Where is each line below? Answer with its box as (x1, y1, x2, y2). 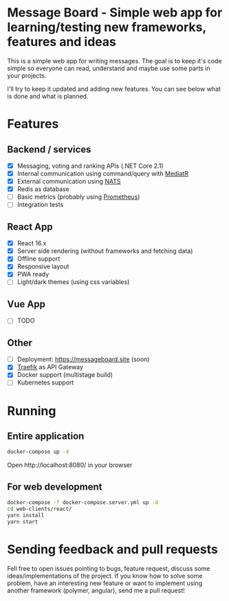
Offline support (17, 254, 61, 263)
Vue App (7, 298, 46, 310)
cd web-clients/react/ (7, 505, 72, 512)
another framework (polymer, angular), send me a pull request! (7, 586, 186, 594)
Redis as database (17, 185, 70, 193)
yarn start (7, 518, 39, 525)
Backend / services (7, 143, 91, 155)
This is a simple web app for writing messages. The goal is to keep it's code (7, 56, 222, 65)
